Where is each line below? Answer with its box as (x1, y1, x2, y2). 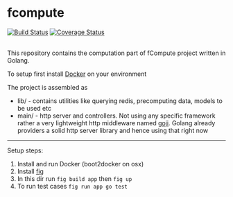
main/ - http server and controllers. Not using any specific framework (17, 111, 216, 120)
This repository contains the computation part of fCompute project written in (7, 49, 226, 57)
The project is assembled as (7, 83, 88, 91)
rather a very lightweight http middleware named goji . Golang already (17, 118, 216, 127)
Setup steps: (7, 146, 44, 155)
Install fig (17, 167, 44, 175)
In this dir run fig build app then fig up (17, 174, 132, 182)
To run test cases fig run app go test (17, 182, 128, 190)
